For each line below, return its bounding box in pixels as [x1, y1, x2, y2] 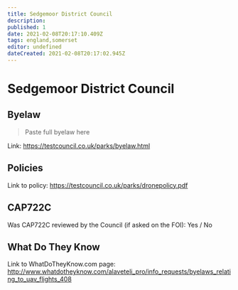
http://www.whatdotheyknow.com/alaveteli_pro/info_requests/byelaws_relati [7, 267, 232, 276]
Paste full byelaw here [24, 127, 90, 136]
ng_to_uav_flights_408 [7, 275, 72, 284]
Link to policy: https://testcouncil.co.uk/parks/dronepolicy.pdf [7, 181, 188, 189]
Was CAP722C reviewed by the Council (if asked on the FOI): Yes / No [7, 220, 213, 229]
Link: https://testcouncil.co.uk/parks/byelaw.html [7, 141, 151, 150]
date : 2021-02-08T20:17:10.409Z [7, 30, 103, 38]
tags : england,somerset [7, 37, 78, 44]
